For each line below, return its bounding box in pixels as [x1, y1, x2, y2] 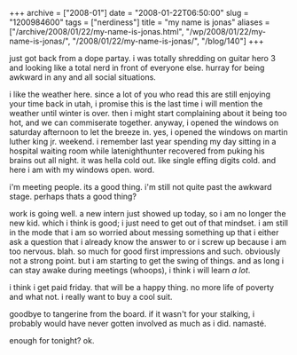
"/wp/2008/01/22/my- [185, 27, 266, 36]
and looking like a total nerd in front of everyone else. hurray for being [9, 62, 265, 73]
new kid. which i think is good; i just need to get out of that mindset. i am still [9, 217, 288, 228]
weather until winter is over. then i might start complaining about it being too [9, 108, 287, 118]
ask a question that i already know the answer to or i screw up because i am [9, 237, 286, 247]
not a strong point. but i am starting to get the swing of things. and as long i [9, 256, 285, 265]
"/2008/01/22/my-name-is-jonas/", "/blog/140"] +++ [72, 35, 264, 46]
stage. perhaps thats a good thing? [9, 191, 137, 201]
